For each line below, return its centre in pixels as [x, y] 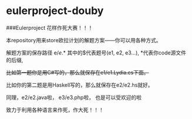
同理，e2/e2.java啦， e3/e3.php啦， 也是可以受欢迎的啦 [74, 97]
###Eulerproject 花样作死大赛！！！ [50, 28]
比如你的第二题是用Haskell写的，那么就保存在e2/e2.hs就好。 [80, 85]
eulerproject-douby [55, 11]
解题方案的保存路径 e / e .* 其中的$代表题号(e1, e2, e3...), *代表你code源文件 [96, 52]
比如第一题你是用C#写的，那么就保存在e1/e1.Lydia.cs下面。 [78, 72]
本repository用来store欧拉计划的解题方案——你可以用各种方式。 [84, 40]
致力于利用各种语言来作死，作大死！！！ [55, 110]
